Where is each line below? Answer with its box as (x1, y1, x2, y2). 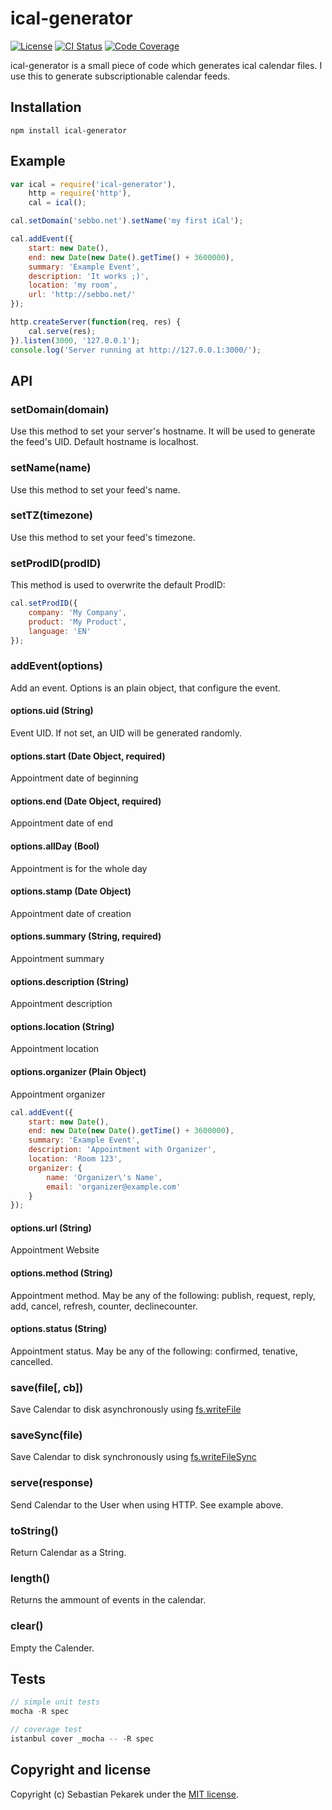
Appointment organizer (10, 1088, 106, 1100)
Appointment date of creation (10, 907, 132, 919)
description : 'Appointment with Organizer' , (28, 1145, 217, 1155)
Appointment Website (10, 1244, 100, 1256)
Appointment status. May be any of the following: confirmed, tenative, (10, 1345, 298, 1357)
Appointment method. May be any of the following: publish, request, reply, (10, 1289, 317, 1301)
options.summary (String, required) (10, 930, 162, 942)
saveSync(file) (10, 1428, 83, 1442)
